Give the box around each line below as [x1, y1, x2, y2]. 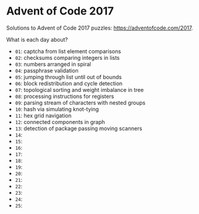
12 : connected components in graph [15, 118, 105, 125]
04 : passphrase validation [15, 66, 79, 74]
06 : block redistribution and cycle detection [15, 80, 123, 87]
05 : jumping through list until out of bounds [15, 73, 122, 80]
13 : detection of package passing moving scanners [15, 125, 143, 132]
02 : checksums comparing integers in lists [15, 54, 120, 61]
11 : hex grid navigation [15, 112, 71, 119]
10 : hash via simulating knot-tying [15, 105, 99, 112]
